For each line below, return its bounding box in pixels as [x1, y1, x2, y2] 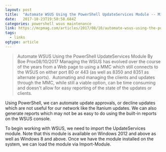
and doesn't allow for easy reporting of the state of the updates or [17, 85, 152, 91]
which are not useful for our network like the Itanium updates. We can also [5, 105, 157, 111]
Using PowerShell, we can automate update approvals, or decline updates [5, 100, 156, 106]
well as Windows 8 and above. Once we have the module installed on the [5, 136, 154, 142]
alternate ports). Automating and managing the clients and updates [17, 74, 155, 80]
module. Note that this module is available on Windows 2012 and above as [5, 130, 157, 137]
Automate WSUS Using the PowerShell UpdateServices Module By [17, 53, 153, 59]
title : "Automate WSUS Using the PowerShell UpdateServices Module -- [5, 12, 156, 17]
